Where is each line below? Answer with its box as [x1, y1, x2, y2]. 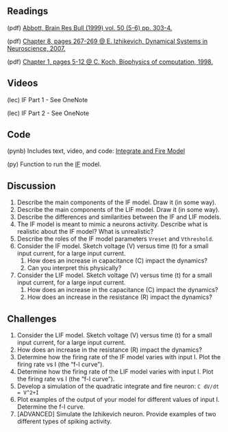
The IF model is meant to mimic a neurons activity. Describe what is [16, 220, 208, 228]
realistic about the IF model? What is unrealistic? [16, 228, 154, 236]
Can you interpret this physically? [27, 264, 122, 272]
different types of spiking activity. [16, 418, 112, 426]
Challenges [7, 313, 57, 324]
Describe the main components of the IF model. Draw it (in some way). [16, 198, 217, 206]
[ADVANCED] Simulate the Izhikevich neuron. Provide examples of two [16, 410, 216, 418]
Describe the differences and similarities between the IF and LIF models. [16, 213, 221, 221]
